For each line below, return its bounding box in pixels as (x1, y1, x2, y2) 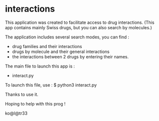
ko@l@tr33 (5, 110, 28, 116)
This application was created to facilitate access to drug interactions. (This (5, 19, 155, 25)
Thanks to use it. (5, 91, 39, 97)
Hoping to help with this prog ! (5, 101, 66, 106)
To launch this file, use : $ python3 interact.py (5, 82, 97, 88)
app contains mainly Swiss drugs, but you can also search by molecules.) (5, 24, 152, 30)
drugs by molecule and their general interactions (12, 49, 110, 54)
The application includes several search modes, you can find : (5, 34, 130, 40)
